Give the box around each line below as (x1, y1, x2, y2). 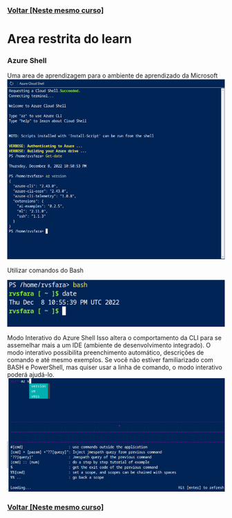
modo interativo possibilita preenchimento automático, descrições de (7, 348, 204, 357)
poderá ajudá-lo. (7, 370, 55, 379)
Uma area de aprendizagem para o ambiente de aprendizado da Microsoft (7, 71, 218, 80)
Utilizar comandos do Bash (7, 266, 84, 274)
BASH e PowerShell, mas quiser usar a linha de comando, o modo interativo (7, 363, 222, 371)
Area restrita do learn (7, 31, 133, 47)
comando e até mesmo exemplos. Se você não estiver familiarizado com (7, 355, 214, 364)
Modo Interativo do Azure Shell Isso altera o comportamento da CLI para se (7, 333, 222, 341)
